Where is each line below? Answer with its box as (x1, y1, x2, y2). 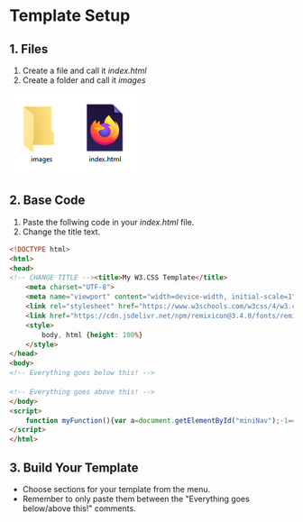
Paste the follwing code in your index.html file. (22, 216, 195, 227)
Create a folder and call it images (22, 75, 146, 86)
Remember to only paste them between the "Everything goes (22, 493, 250, 504)
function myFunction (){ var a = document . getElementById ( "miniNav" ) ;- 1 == (25, 416, 297, 425)
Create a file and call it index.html (22, 65, 147, 76)
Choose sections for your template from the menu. (22, 484, 210, 494)
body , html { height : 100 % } (41, 330, 143, 339)
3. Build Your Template (9, 460, 139, 475)
